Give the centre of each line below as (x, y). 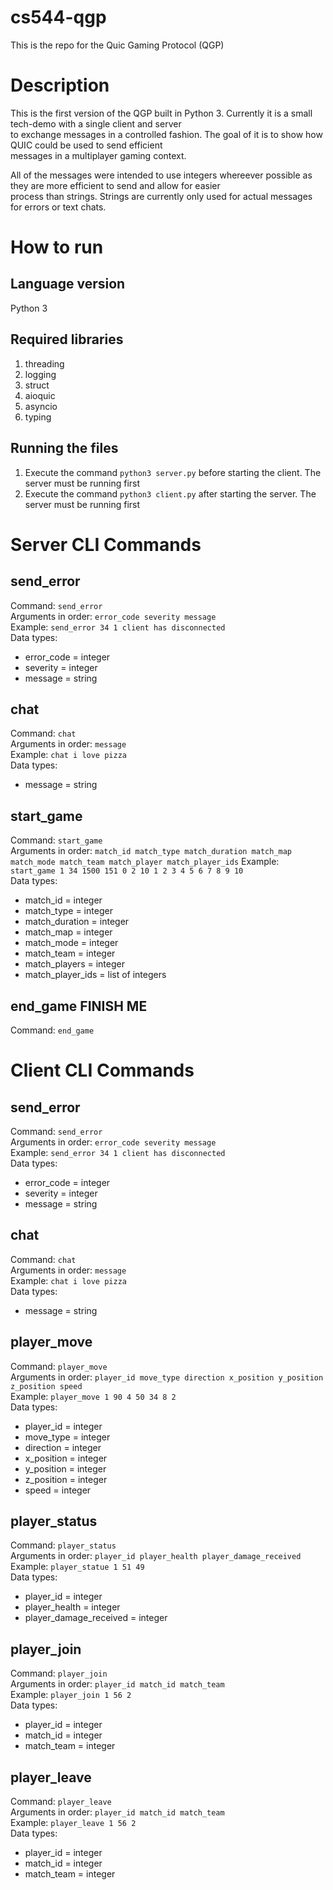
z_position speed (46, 1386)
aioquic (40, 395)
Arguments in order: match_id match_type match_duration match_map (151, 851)
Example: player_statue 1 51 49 (77, 1567)
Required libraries (67, 339)
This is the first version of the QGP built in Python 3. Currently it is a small (161, 113)
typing (38, 417)
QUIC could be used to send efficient (86, 145)
